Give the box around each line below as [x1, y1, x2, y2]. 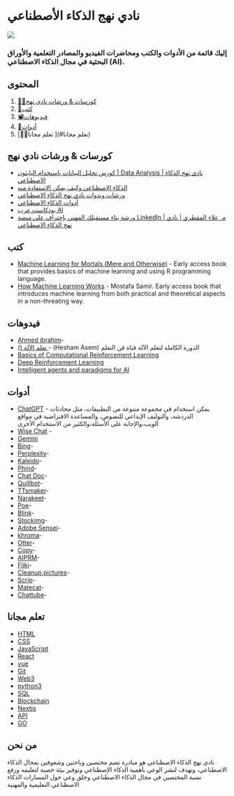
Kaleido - [17, 456, 43, 465]
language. [17, 275, 47, 283]
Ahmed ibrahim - [17, 336, 65, 344]
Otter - [17, 538, 35, 547]
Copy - [17, 546, 36, 554]
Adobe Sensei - [17, 523, 61, 532]
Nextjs [17, 704, 36, 712]
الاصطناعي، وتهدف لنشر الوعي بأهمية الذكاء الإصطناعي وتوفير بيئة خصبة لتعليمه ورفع [7, 765, 228, 774]
